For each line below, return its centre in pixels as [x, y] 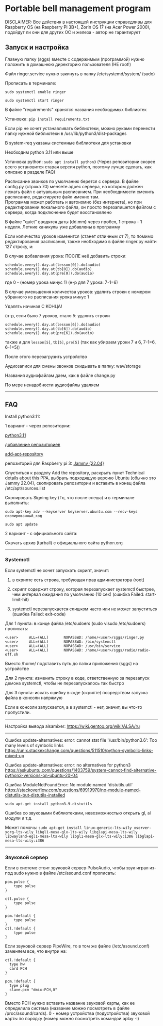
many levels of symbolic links [34, 745]
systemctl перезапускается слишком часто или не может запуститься [85, 609]
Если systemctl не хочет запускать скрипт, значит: [57, 570]
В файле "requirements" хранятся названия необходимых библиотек [76, 109]
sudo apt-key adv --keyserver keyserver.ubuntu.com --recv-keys [71, 512]
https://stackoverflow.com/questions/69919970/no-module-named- [73, 790]
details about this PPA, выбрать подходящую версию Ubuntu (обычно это [81, 478]
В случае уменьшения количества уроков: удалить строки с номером [78, 292]
